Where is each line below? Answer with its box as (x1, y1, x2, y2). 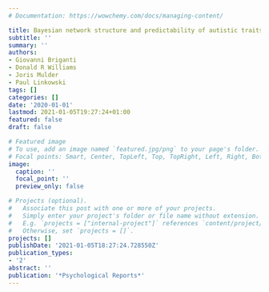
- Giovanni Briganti (8, 56, 78, 64)
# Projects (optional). (8, 197, 88, 205)
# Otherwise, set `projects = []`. (8, 226, 134, 235)
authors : (8, 49, 38, 57)
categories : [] (8, 93, 59, 101)
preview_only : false (15, 182, 84, 191)
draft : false (8, 124, 52, 132)
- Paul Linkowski (8, 78, 66, 87)
